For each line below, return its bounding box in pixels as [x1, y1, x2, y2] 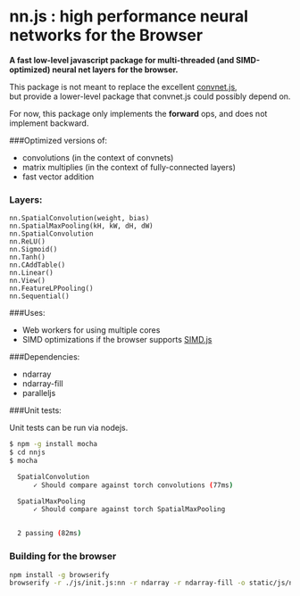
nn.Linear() [9, 269, 54, 277]
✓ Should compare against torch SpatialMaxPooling [32, 505, 226, 514]
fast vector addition [21, 171, 95, 182]
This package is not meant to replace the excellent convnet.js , [9, 81, 238, 92]
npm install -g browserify [9, 570, 110, 579]
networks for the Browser [9, 25, 204, 46]
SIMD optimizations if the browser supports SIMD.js [21, 335, 212, 345]
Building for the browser [9, 550, 117, 563]
